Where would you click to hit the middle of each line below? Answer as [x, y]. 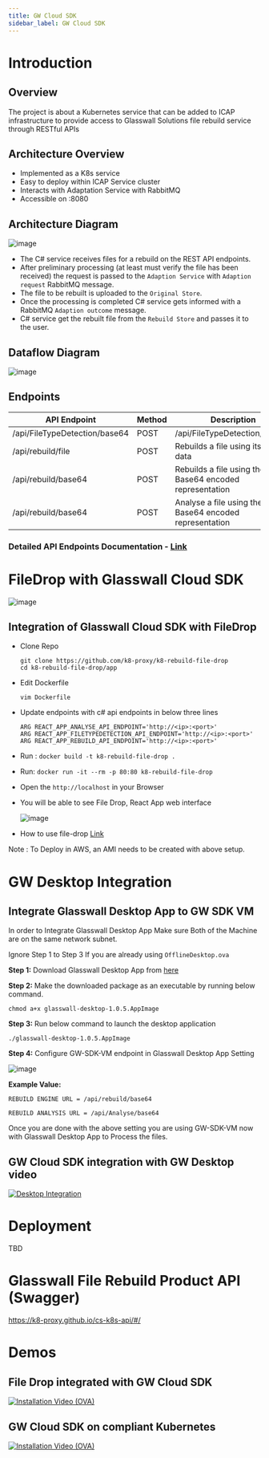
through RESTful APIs [44, 128]
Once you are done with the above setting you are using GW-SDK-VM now [131, 1128]
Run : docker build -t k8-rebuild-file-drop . [98, 756]
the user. [34, 327]
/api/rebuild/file [41, 451]
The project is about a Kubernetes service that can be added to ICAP [122, 112]
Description [233, 420]
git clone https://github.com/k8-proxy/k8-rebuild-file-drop [124, 661]
